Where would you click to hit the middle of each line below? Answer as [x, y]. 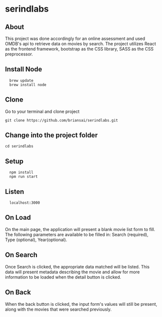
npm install [22, 173]
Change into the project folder [51, 135]
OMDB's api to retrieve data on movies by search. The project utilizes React [81, 44]
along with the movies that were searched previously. [58, 309]
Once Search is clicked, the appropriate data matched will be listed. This [77, 266]
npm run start [24, 177]
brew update [22, 80]
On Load [18, 218]
